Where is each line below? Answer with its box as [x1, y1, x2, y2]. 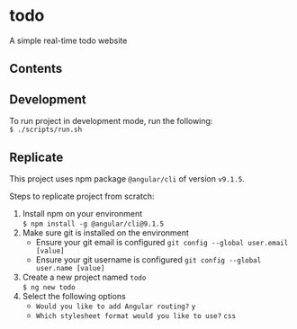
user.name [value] [35, 263, 105, 272]
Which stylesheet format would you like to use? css [35, 311, 237, 320]
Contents [9, 61, 63, 76]
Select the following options [22, 290, 126, 301]
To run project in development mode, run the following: [9, 116, 213, 127]
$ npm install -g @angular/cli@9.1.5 [22, 219, 165, 228]
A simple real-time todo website [9, 35, 128, 46]
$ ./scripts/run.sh [9, 125, 83, 135]
